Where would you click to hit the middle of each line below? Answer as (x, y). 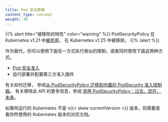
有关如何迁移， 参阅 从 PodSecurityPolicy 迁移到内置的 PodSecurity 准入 (79, 85)
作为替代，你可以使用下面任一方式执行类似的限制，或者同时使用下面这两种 (82, 51)
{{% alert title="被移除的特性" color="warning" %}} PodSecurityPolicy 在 (80, 34)
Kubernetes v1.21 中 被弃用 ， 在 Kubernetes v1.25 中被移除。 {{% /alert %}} (82, 40)
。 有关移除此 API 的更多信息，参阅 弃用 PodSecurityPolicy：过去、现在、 (85, 91)
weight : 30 (16, 19)
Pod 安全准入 (26, 68)
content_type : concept (29, 15)
